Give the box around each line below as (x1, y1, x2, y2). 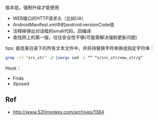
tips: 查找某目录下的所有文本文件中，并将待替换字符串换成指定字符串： (5, 45, 154, 51)
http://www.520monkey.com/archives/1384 (12, 109, 104, 115)
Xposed (12, 80, 30, 86)
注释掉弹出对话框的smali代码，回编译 (12, 28, 92, 34)
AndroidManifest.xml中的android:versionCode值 (12, 22, 115, 27)
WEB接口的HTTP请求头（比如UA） (12, 15, 86, 21)
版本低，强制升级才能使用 (5, 5, 59, 10)
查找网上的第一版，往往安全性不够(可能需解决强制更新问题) (12, 35, 138, 40)
